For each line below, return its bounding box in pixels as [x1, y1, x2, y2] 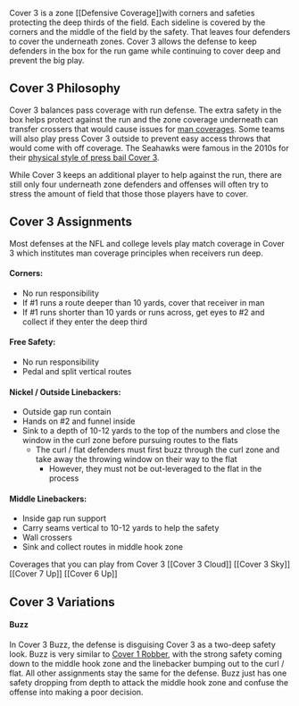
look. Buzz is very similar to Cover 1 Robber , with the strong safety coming [9, 649, 283, 660]
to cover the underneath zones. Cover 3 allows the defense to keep [9, 36, 257, 46]
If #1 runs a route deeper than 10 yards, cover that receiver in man [21, 297, 265, 307]
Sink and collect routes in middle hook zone [21, 542, 184, 552]
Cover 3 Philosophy [9, 80, 120, 97]
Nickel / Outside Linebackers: [9, 386, 121, 397]
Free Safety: [9, 337, 56, 348]
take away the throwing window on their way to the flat [35, 454, 238, 465]
